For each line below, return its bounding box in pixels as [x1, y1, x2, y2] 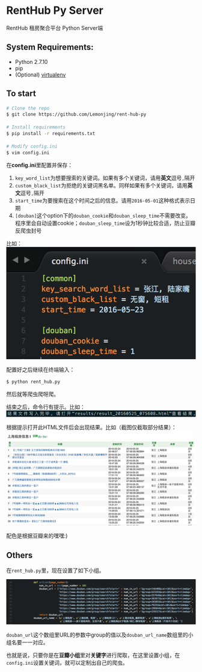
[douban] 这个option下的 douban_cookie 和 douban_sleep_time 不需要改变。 [14, 212, 191, 219]
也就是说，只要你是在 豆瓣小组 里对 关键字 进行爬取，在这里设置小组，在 [6, 652, 180, 659]
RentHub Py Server [6, 4, 103, 17]
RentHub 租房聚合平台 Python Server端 [6, 24, 103, 31]
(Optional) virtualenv [14, 71, 66, 78]
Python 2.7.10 [14, 58, 48, 65]
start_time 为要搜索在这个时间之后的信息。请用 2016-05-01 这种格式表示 [14, 196, 191, 204]
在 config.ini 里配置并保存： [6, 161, 73, 169]
